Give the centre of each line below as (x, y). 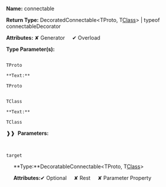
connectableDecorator (33, 26)
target (14, 156)
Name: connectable (30, 9)
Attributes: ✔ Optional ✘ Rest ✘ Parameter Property (82, 178)
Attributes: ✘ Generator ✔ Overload (53, 38)
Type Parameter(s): (30, 49)
